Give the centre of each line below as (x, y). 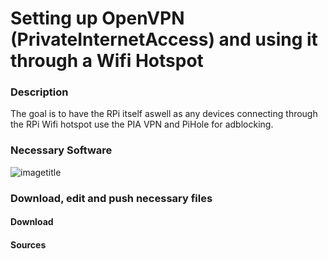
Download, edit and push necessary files (111, 198)
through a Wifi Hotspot (107, 61)
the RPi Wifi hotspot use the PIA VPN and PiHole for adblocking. (142, 124)
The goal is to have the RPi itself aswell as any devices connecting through (164, 114)
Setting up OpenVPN (97, 18)
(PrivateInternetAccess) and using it (164, 39)
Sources (28, 244)
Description (39, 92)
